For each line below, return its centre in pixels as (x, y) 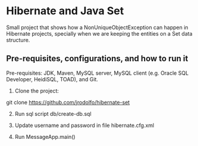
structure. (18, 40)
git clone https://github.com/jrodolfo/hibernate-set (68, 102)
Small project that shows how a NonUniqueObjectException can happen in (97, 27)
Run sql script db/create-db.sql (53, 113)
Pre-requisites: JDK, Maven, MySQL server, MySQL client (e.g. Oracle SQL (98, 73)
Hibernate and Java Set (65, 11)
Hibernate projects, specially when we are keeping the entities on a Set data (99, 33)
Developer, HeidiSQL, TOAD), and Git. (52, 79)
